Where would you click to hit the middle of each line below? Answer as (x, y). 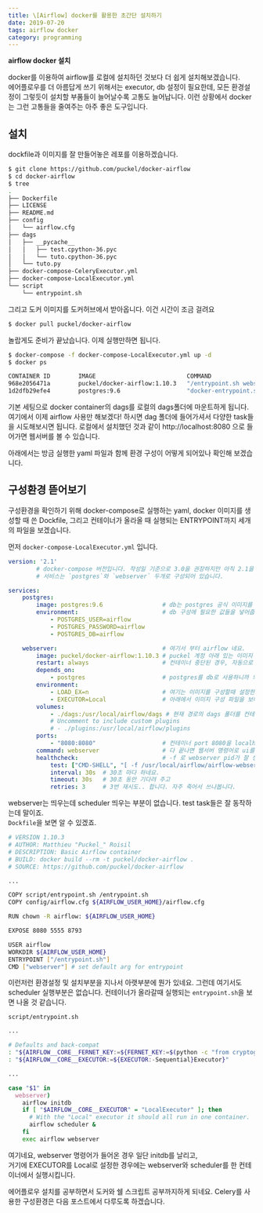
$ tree (19, 184)
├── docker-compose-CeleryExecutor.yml (73, 272)
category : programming (45, 37)
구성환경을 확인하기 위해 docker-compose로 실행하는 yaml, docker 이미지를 (126, 510)
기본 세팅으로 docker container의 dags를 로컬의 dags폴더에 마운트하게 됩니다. (128, 407)
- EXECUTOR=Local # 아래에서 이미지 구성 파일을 (147, 700)
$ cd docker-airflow (42, 176)
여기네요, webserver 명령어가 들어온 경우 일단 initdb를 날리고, (103, 1155)
